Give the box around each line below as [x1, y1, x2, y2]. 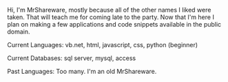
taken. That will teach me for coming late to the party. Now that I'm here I [7, 13, 215, 21]
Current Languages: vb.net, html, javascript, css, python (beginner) [7, 41, 198, 49]
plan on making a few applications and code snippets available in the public [7, 20, 222, 28]
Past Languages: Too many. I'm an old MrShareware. [7, 68, 157, 75]
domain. [7, 27, 30, 36]
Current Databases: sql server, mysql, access [7, 54, 136, 62]
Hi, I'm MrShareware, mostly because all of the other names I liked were [7, 6, 211, 14]
